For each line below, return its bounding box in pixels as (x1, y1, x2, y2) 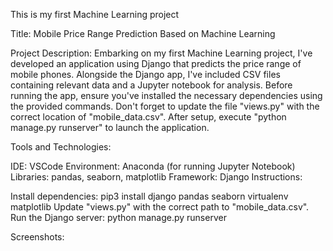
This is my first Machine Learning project (10, 9, 180, 20)
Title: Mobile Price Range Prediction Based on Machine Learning (10, 28, 276, 39)
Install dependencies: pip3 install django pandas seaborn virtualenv (10, 190, 289, 202)
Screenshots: (10, 231, 65, 243)
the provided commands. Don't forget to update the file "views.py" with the (10, 100, 320, 112)
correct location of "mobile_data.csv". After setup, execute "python (10, 111, 287, 123)
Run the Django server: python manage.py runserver (10, 212, 227, 223)
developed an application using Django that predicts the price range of (10, 58, 302, 69)
